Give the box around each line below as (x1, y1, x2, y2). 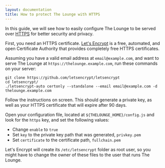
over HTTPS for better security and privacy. (5, 31, 94, 37)
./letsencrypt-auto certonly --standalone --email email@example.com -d (5, 84, 158, 89)
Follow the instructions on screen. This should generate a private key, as (5, 97, 152, 103)
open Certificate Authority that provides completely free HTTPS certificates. (5, 45, 160, 51)
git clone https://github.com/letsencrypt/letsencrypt (5, 75, 120, 80)
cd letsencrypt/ (5, 80, 38, 84)
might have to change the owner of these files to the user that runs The (5, 152, 150, 158)
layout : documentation (5, 7, 52, 12)
